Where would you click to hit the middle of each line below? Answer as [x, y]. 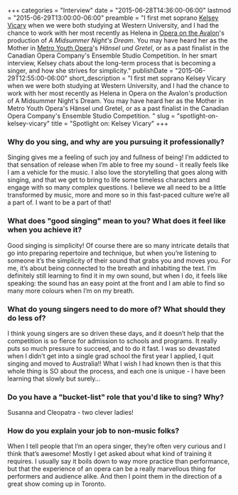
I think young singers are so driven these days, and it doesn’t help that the [116, 333]
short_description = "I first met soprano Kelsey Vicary [147, 78]
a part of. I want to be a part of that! [59, 202]
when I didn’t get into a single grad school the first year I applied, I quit [110, 356]
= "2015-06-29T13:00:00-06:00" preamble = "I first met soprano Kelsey [113, 18]
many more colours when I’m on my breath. [71, 290]
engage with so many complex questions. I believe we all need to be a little [117, 187]
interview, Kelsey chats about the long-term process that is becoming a [112, 63]
